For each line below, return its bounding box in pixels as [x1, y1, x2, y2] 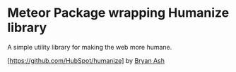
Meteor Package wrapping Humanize [7, 5, 230, 21]
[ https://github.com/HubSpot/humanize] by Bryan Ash [7, 56, 165, 64]
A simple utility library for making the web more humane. [7, 43, 172, 51]
